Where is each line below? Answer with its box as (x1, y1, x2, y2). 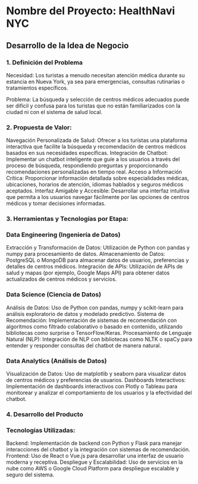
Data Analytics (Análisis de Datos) (6, 356, 107, 365)
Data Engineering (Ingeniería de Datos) (6, 230, 121, 239)
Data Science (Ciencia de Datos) (6, 290, 102, 299)
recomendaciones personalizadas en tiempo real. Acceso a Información (6, 168, 183, 176)
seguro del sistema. (6, 471, 55, 479)
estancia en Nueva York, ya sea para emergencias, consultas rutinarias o (6, 78, 185, 85)
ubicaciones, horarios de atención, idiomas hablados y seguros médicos (6, 181, 184, 188)
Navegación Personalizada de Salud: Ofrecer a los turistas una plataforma (6, 137, 187, 144)
